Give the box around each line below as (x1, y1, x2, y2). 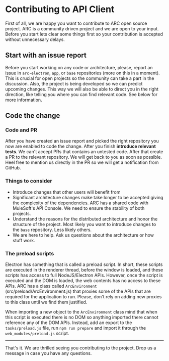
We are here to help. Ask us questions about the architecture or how (12, 232, 154, 238)
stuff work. (12, 237, 35, 243)
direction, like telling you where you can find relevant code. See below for (5, 91, 157, 97)
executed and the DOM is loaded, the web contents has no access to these (5, 278, 161, 284)
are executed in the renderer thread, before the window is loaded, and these (5, 267, 163, 273)
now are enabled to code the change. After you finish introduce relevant (5, 143, 156, 150)
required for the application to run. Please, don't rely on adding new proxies (5, 294, 162, 300)
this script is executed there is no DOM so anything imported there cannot (5, 314, 158, 321)
